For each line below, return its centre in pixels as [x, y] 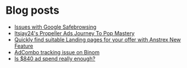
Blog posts [32, 10]
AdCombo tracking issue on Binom [57, 52]
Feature [24, 46]
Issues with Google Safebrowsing [55, 27]
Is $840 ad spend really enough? [55, 58]
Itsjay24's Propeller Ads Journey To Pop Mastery [74, 33]
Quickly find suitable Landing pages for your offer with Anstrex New [97, 39]
